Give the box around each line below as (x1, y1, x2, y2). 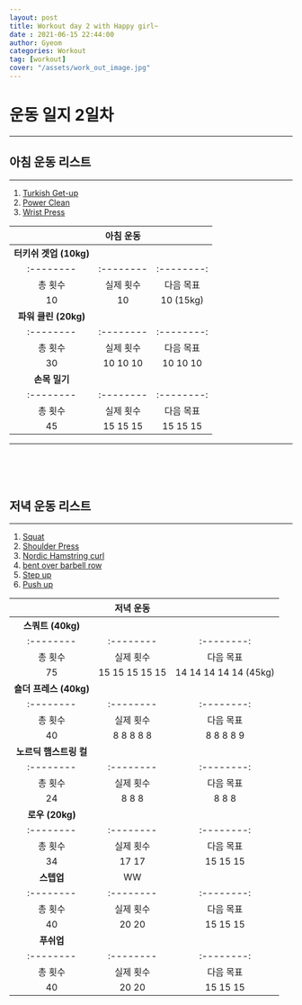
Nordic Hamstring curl (22, 551, 105, 561)
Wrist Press (22, 206, 66, 217)
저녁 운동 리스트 (9, 498, 92, 514)
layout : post (9, 13, 58, 22)
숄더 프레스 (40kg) (13, 683, 90, 695)
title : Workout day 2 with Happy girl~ (9, 22, 159, 31)
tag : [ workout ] (9, 55, 67, 64)
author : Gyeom (9, 38, 63, 48)
